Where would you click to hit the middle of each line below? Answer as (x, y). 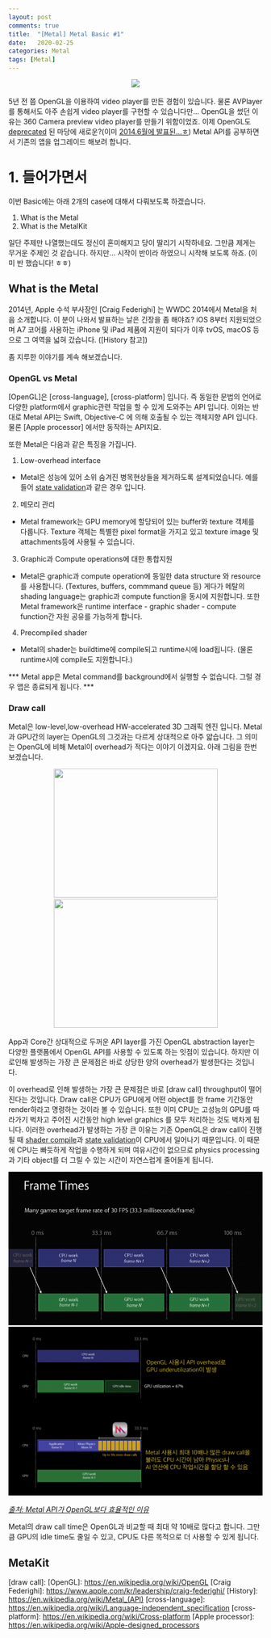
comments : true (34, 25)
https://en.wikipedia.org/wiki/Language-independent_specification (119, 1608)
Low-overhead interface (60, 461)
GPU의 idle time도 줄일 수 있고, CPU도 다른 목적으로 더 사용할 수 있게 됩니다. (138, 1537)
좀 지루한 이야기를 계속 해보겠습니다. (65, 356)
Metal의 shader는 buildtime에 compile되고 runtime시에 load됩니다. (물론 (136, 650)
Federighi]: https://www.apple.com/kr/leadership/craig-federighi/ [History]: (133, 1591)
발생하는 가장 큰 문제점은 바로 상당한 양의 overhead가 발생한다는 (131, 1062)
